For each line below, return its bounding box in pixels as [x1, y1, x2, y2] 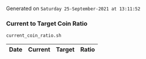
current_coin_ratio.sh [6, 33, 62, 39]
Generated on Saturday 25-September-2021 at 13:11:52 [6, 5, 141, 12]
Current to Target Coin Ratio [6, 19, 88, 27]
